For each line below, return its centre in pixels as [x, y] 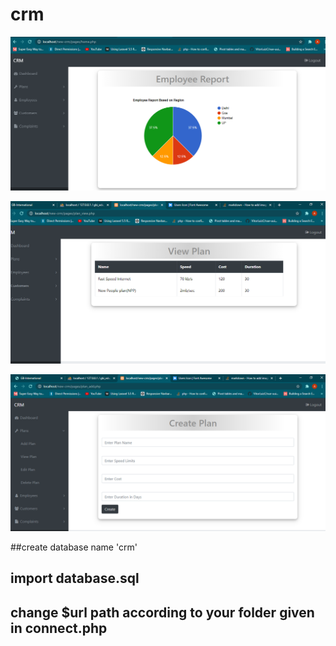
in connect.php [59, 628]
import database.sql [75, 578]
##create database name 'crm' [74, 547]
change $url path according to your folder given [162, 612]
